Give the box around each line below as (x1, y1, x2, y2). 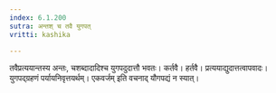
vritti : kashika (9, 30, 71, 39)
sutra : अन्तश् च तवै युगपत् (9, 22, 91, 31)
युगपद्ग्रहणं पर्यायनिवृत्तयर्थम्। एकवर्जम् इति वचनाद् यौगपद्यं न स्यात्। (9, 73, 200, 84)
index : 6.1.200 (9, 13, 67, 23)
